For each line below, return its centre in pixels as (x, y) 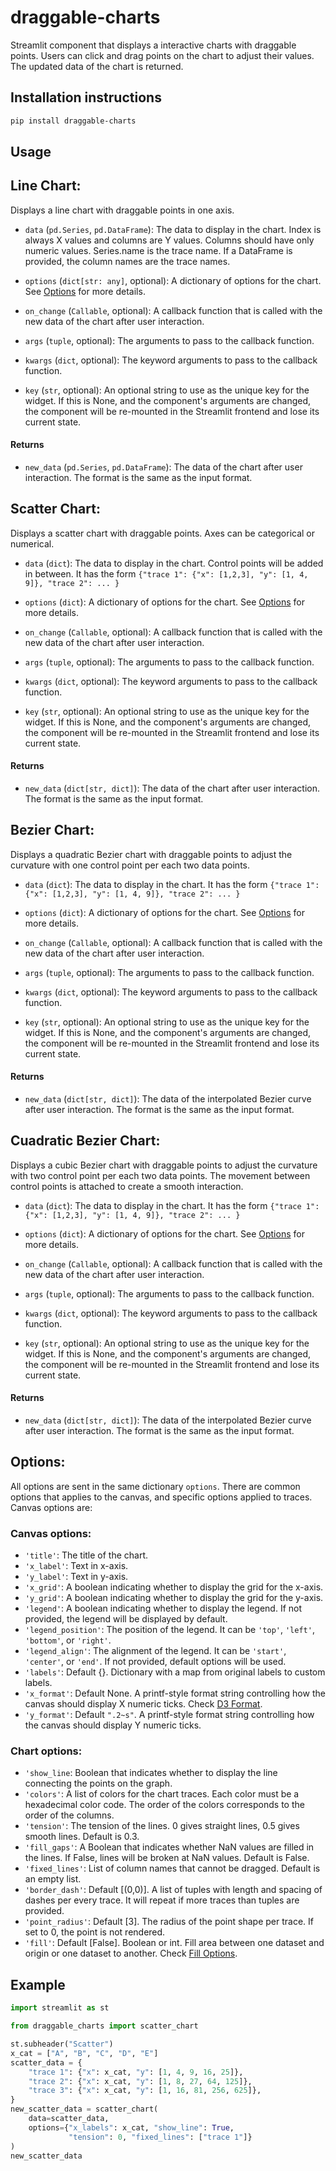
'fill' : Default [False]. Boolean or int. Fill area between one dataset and (174, 1943)
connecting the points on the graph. (98, 1783)
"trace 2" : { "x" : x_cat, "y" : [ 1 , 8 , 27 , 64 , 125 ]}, (140, 2081)
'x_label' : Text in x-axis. (76, 1566)
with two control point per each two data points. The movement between (160, 1175)
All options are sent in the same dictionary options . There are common (155, 1486)
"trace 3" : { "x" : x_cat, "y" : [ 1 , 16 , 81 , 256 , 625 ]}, (145, 2091)
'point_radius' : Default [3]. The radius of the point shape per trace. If (169, 1922)
